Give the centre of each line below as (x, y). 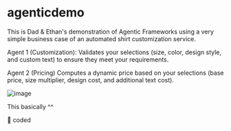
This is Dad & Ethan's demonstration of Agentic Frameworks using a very (111, 32)
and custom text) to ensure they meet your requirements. (88, 59)
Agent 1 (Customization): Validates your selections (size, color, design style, (114, 52)
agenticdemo (46, 13)
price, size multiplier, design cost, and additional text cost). (90, 80)
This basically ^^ (30, 106)
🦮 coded (19, 120)
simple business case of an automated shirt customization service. (102, 38)
